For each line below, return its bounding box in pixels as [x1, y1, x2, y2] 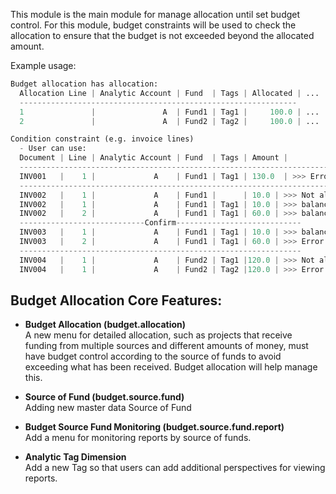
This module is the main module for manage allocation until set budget [10, 9, 301, 20]
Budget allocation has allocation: [10, 79, 159, 89]
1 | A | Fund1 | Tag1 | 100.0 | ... [19, 107, 320, 117]
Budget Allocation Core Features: [10, 292, 223, 309]
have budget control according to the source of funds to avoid [24, 350, 282, 363]
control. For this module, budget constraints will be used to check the [10, 19, 297, 31]
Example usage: [10, 60, 77, 71]
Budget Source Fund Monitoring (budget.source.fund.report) [24, 421, 285, 433]
